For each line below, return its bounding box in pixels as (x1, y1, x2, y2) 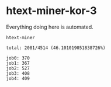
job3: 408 (6, 70, 30, 76)
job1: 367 (6, 60, 30, 66)
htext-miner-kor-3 (6, 4, 97, 18)
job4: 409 (6, 75, 30, 81)
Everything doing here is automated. (6, 23, 93, 30)
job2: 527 (6, 65, 30, 71)
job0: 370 (6, 55, 30, 61)
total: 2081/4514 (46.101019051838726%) (6, 45, 106, 51)
